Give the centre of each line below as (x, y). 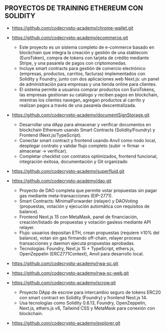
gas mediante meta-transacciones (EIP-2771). (66, 195)
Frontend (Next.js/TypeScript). (50, 135)
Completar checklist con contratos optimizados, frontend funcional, (88, 156)
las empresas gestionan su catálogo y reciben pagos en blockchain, (89, 94)
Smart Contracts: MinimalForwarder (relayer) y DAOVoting (79, 201)
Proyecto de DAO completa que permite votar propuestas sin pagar (88, 190)
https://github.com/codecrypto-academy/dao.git (62, 180)
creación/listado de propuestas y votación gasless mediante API (85, 222)
